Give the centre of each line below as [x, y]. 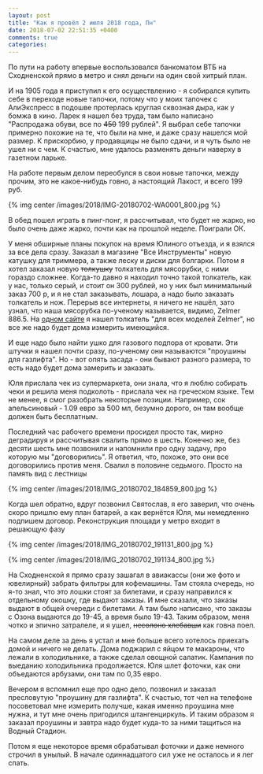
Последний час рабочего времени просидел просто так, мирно [115, 432]
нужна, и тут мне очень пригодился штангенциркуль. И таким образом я [131, 714]
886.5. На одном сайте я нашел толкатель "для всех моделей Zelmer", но [131, 319]
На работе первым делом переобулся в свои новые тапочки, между [124, 173]
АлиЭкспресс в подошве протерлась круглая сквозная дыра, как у [121, 108]
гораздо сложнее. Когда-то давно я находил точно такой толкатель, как [130, 277]
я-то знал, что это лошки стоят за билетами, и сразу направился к [120, 592]
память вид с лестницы [48, 474]
